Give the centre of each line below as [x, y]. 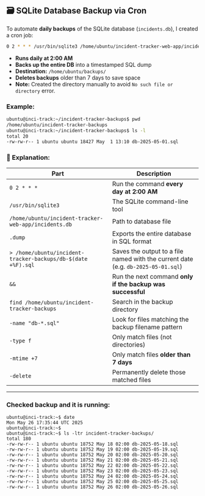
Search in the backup [142, 301]
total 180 [19, 438]
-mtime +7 [23, 358]
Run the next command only [153, 276]
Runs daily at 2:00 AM [44, 58]
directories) [129, 344]
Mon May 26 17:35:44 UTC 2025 [45, 423]
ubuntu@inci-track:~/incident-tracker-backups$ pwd [73, 119]
